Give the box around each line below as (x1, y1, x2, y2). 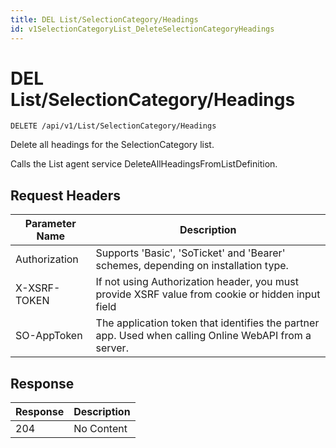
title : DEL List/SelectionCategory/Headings (10, 14, 199, 25)
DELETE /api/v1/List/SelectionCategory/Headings (10, 121, 217, 131)
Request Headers (10, 187, 121, 204)
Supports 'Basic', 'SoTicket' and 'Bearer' (95, 246, 286, 260)
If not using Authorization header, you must (95, 275, 299, 289)
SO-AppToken (15, 329, 83, 343)
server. (95, 341, 129, 355)
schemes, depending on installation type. (95, 259, 289, 273)
